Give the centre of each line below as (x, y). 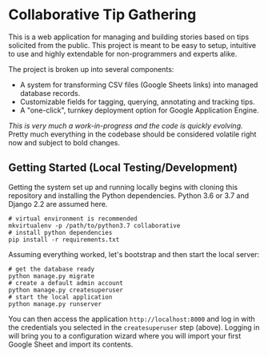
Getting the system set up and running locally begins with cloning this (123, 187)
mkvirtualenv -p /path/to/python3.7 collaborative (94, 225)
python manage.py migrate (51, 276)
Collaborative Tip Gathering (102, 15)
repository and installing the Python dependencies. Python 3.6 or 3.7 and (129, 195)
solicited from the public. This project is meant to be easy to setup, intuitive (132, 45)
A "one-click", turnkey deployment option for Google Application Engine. (139, 110)
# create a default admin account (66, 283)
